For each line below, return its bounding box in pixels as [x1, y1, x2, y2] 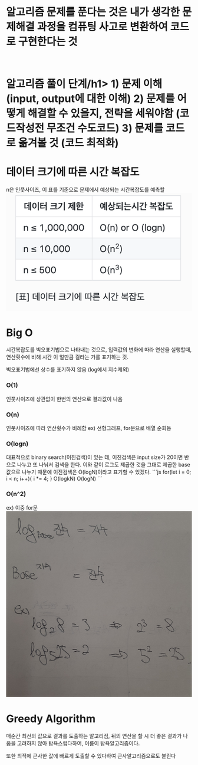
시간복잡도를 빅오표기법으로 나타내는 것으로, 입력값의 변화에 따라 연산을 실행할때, [6, 346, 192, 353]
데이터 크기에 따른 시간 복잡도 [6, 166, 140, 179]
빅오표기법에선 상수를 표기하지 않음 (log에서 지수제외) [6, 366, 130, 373]
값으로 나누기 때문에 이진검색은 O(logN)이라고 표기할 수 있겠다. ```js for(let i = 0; [6, 468, 192, 475]
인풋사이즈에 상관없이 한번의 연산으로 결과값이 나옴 [6, 395, 123, 402]
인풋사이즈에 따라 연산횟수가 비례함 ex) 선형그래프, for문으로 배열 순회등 [6, 425, 172, 432]
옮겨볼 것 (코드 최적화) [18, 136, 119, 150]
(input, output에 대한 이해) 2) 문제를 [6, 92, 175, 106]
